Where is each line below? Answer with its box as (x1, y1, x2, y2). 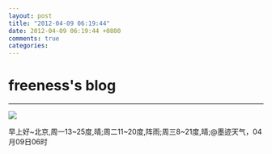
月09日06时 (8, 137, 49, 147)
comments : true (8, 34, 60, 43)
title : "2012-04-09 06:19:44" (8, 19, 111, 27)
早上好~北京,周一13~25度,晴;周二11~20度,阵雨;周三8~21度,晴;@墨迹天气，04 (8, 127, 262, 137)
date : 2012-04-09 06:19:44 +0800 (8, 27, 121, 35)
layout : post (8, 11, 53, 20)
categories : (8, 42, 49, 50)
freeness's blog (8, 77, 117, 95)
